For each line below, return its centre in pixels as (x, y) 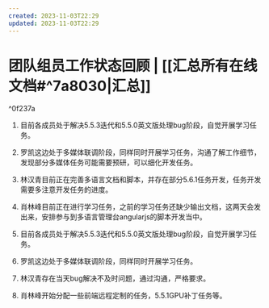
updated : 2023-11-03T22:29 (54, 23)
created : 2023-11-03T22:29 (54, 16)
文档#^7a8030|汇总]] (80, 86)
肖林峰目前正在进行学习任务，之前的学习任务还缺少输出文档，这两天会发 (140, 207)
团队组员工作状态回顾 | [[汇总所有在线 (133, 66)
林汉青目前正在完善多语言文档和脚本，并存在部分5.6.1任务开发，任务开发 (141, 180)
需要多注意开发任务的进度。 (66, 189)
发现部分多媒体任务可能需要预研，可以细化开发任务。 (109, 163)
